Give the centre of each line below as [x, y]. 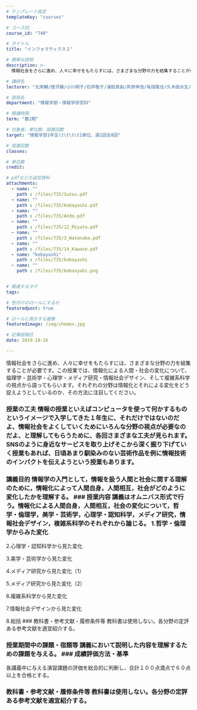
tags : [13, 292]
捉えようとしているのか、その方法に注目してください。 [73, 392]
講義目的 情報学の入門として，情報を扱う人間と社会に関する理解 [97, 479]
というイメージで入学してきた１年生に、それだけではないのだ [93, 418]
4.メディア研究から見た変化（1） [45, 571]
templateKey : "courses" [35, 17]
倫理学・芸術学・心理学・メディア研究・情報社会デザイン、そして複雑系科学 [98, 378]
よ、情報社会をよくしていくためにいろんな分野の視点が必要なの [96, 426]
